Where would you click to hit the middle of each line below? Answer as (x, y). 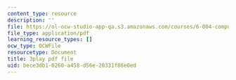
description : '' (31, 20)
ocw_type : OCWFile (34, 46)
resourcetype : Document (42, 53)
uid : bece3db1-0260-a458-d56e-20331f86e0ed (72, 65)
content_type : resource (42, 14)
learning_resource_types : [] (50, 40)
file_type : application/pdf (48, 33)
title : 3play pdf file (40, 59)
